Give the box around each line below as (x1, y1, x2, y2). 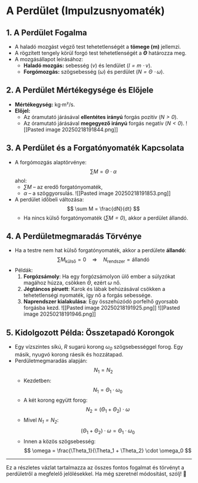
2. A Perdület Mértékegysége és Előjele (6, 85, 154, 95)
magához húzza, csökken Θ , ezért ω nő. (23, 279, 121, 286)
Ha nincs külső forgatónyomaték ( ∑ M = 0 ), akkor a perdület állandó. (23, 214, 189, 221)
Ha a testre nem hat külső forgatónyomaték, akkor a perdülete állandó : (14, 247, 187, 254)
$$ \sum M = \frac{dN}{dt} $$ (67, 205, 140, 212)
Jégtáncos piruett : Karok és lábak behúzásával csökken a (23, 286, 166, 293)
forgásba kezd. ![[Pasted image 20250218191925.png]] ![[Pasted (23, 305, 180, 312)
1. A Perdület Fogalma (6, 28, 87, 38)
